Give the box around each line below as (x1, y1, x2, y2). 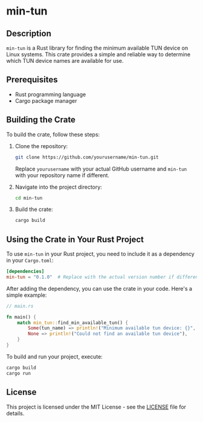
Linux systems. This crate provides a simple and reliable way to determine (6, 51, 191, 58)
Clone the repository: (14, 142, 68, 149)
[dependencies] (6, 268, 45, 274)
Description (6, 28, 51, 39)
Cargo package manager (14, 97, 77, 104)
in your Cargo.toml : (6, 257, 54, 264)
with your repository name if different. (14, 171, 110, 179)
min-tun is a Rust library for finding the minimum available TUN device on (6, 44, 188, 51)
